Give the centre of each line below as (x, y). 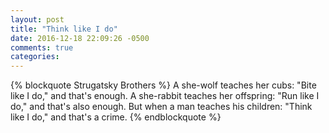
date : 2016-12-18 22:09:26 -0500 (80, 38)
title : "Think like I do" (64, 29)
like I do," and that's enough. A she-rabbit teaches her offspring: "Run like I (165, 96)
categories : (35, 57)
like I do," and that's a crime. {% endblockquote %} (116, 117)
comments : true (42, 47)
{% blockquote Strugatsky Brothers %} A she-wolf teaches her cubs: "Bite (163, 85)
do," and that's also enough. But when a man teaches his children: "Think (161, 107)
